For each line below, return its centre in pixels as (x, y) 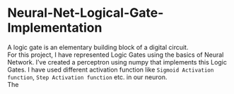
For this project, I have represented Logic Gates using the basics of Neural (116, 55)
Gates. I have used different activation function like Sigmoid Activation (111, 69)
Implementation (55, 28)
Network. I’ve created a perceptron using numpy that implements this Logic (117, 62)
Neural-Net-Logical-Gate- (86, 13)
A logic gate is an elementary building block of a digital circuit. (98, 47)
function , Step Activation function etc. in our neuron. (87, 77)
